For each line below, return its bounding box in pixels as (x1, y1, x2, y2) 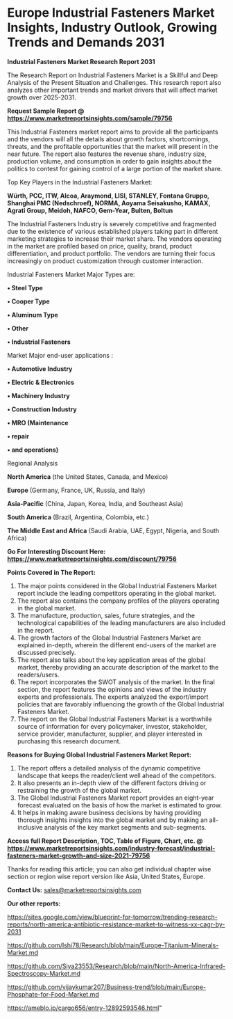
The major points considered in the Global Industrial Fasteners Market (17, 581, 217, 590)
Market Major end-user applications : (7, 351, 113, 359)
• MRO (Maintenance (7, 418, 69, 427)
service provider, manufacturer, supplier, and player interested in (17, 729, 202, 738)
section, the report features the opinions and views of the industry (17, 685, 207, 693)
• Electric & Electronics (7, 378, 75, 386)
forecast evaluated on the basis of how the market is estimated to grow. (17, 800, 222, 809)
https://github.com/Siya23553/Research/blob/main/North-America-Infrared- (7, 962, 226, 970)
